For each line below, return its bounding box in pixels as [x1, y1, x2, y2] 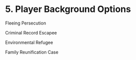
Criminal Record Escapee [5, 29, 57, 35]
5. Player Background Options [5, 3, 131, 15]
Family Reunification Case [5, 49, 59, 55]
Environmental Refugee [5, 39, 53, 45]
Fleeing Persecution [5, 20, 46, 26]
